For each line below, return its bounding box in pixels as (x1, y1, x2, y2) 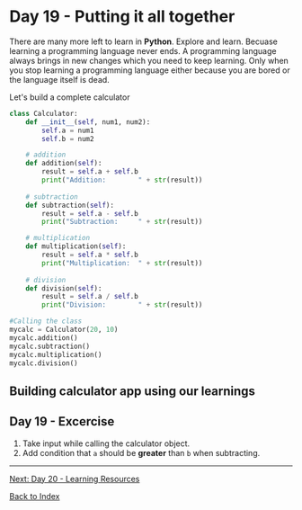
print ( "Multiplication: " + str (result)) (41, 258, 203, 267)
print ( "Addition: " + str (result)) (41, 175, 203, 185)
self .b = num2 (41, 134, 94, 143)
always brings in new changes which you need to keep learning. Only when (9, 55, 289, 66)
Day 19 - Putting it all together (9, 6, 235, 27)
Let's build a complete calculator (9, 92, 130, 103)
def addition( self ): (25, 159, 102, 168)
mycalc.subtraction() (9, 342, 91, 351)
